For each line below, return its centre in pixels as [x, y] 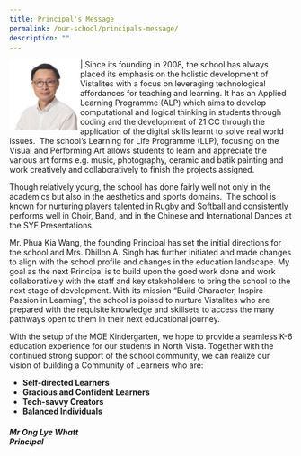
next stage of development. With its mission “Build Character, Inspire [136, 291]
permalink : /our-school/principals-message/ [94, 28]
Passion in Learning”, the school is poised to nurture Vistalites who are [140, 300]
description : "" [40, 38]
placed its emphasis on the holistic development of [174, 74]
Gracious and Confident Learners [86, 392]
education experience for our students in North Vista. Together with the [142, 346]
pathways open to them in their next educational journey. [115, 319]
